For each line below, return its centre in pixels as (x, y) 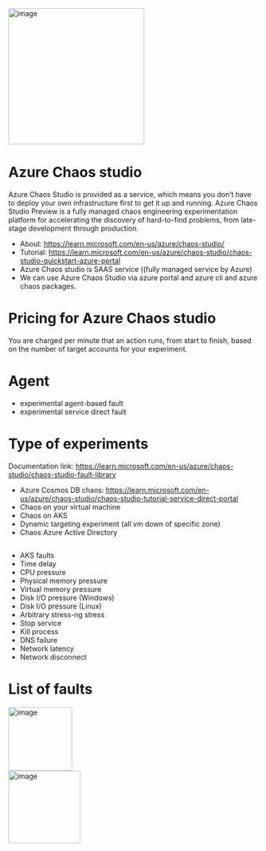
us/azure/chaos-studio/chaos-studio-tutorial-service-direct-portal (129, 498)
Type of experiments (78, 444)
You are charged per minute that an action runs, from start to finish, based (130, 340)
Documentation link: (41, 466)
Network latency (47, 648)
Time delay (38, 564)
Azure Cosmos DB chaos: (62, 490)
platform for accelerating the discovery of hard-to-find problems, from (124, 219)
